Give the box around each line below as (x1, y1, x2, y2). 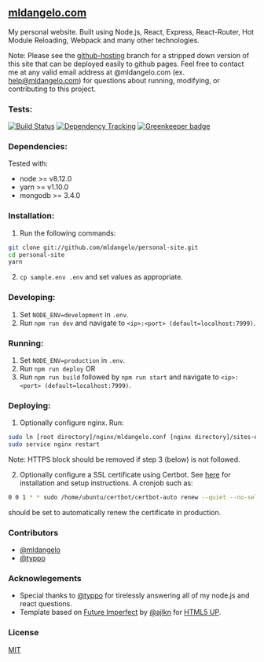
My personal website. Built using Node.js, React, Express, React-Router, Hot (8, 27, 254, 36)
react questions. (19, 599, 72, 609)
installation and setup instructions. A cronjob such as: (19, 478, 194, 488)
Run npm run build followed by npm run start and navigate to (19, 372, 220, 382)
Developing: (8, 292, 56, 303)
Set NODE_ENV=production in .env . (19, 355, 126, 364)
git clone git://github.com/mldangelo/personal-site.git (8, 243, 199, 251)
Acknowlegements (8, 573, 82, 584)
